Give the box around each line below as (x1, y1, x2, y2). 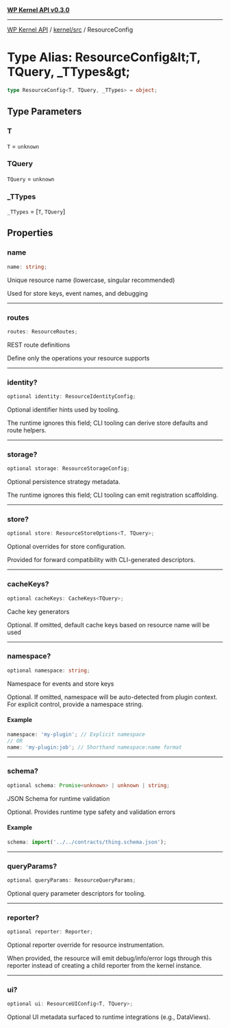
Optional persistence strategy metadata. (7, 478, 121, 486)
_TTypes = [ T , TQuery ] (7, 207, 66, 215)
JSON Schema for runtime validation (7, 794, 110, 802)
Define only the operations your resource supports (7, 353, 150, 362)
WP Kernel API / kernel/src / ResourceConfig (7, 25, 133, 34)
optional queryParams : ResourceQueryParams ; (7, 877, 136, 884)
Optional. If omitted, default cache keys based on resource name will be (7, 620, 210, 629)
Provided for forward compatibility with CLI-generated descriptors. (7, 556, 196, 564)
